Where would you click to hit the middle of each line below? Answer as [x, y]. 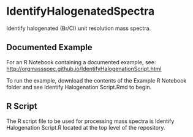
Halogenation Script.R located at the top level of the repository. [86, 127]
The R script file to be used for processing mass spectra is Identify [90, 121]
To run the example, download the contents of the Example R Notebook [96, 80]
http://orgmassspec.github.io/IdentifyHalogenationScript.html [84, 68]
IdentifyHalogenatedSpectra [81, 11]
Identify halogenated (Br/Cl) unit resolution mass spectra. [79, 28]
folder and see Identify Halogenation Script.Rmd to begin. [79, 87]
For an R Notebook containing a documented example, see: [81, 62]
